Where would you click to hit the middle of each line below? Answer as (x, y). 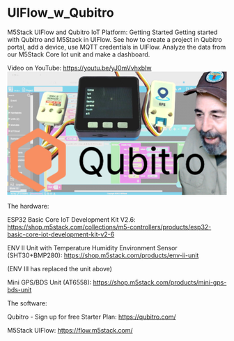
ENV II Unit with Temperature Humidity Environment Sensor (92, 248)
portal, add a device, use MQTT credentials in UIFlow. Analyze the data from (117, 47)
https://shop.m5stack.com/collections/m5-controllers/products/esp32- (109, 227)
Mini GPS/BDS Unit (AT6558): (49, 282)
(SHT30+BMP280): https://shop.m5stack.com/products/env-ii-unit (103, 255)
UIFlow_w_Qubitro (61, 13)
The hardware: (28, 206)
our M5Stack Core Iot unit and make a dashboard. (79, 54)
